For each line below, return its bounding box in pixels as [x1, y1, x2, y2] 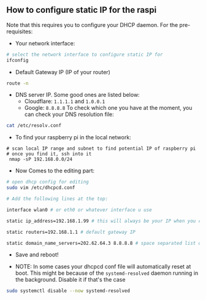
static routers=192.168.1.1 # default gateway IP [6, 229, 136, 235]
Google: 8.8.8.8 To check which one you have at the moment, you [24, 104, 193, 112]
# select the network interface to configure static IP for [6, 52, 164, 58]
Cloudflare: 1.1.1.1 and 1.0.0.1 [24, 98, 105, 105]
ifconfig [6, 57, 29, 63]
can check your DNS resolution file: [24, 110, 115, 118]
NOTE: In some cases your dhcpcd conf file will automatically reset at [15, 263, 191, 271]
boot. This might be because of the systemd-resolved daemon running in [15, 269, 199, 277]
